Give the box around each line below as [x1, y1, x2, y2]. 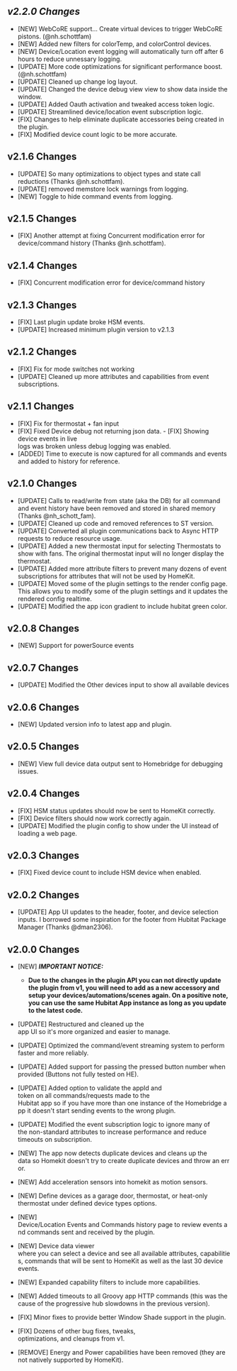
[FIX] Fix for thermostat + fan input [17, 419, 120, 428]
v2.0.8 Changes [7, 622, 80, 634]
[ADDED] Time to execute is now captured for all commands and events [17, 449, 228, 458]
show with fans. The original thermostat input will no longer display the [17, 549, 224, 558]
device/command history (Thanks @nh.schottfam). [17, 239, 166, 248]
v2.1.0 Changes [7, 478, 77, 490]
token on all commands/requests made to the [17, 1091, 150, 1099]
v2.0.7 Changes [7, 661, 79, 673]
